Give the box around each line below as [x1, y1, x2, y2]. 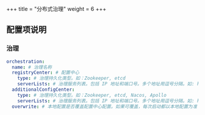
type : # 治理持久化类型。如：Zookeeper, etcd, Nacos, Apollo [17, 92, 167, 98]
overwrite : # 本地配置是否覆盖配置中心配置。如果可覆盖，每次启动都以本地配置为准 [12, 103, 197, 110]
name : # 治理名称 [12, 64, 52, 70]
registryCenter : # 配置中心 [12, 70, 79, 76]
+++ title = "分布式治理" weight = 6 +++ [6, 5, 107, 12]
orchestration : [6, 58, 45, 65]
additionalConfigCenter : [12, 87, 75, 93]
